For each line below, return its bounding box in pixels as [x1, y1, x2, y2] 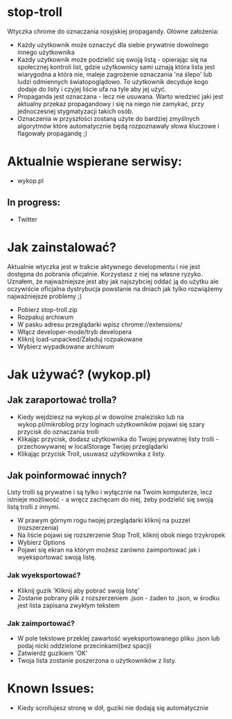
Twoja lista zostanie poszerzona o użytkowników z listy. [17, 656, 177, 665]
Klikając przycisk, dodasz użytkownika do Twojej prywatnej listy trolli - [17, 435, 220, 443]
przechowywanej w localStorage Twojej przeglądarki [17, 442, 168, 450]
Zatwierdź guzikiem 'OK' [17, 649, 88, 657]
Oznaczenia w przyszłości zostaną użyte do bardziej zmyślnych [17, 114, 200, 122]
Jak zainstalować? [7, 239, 116, 255]
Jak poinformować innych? [7, 470, 127, 481]
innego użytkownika [17, 48, 75, 56]
